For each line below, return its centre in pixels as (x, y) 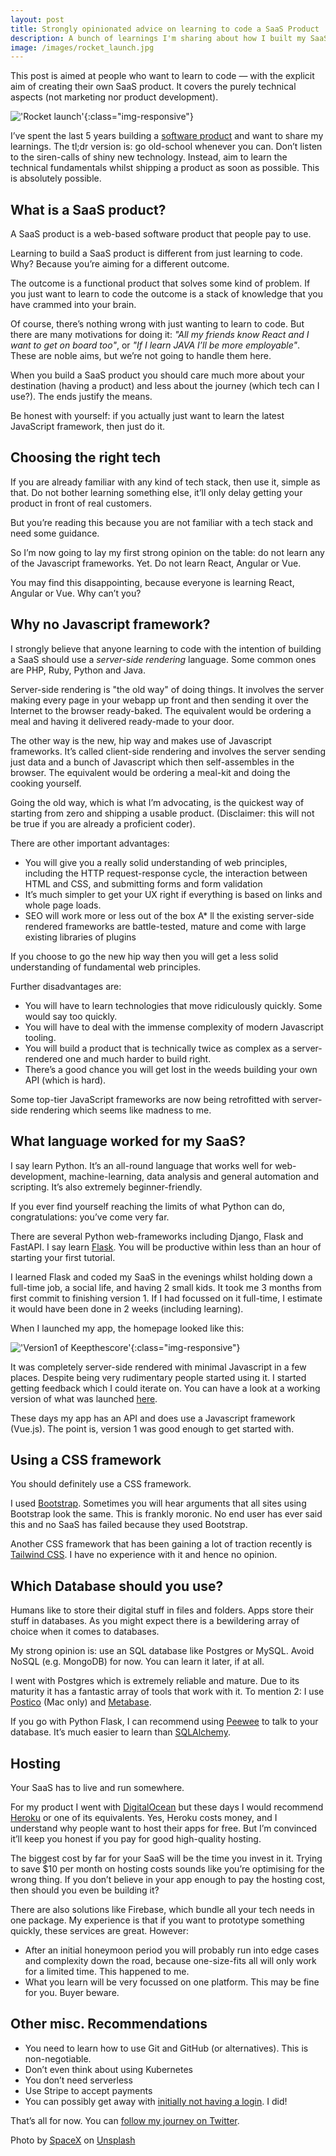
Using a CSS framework (86, 1459)
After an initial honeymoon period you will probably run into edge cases (172, 1950)
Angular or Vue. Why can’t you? (76, 593)
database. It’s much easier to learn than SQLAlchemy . (120, 1732)
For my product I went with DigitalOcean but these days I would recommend (167, 1807)
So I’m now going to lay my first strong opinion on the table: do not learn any (167, 552)
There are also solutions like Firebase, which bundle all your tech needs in (162, 1909)
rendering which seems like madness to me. (120, 1110)
